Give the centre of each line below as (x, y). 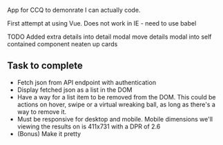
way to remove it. (42, 112)
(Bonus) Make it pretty (49, 133)
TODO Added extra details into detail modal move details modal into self (109, 37)
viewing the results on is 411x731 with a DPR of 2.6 (89, 126)
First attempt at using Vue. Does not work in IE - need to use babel (102, 23)
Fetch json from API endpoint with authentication (87, 82)
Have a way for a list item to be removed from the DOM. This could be (116, 97)
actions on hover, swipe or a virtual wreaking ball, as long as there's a (116, 104)
